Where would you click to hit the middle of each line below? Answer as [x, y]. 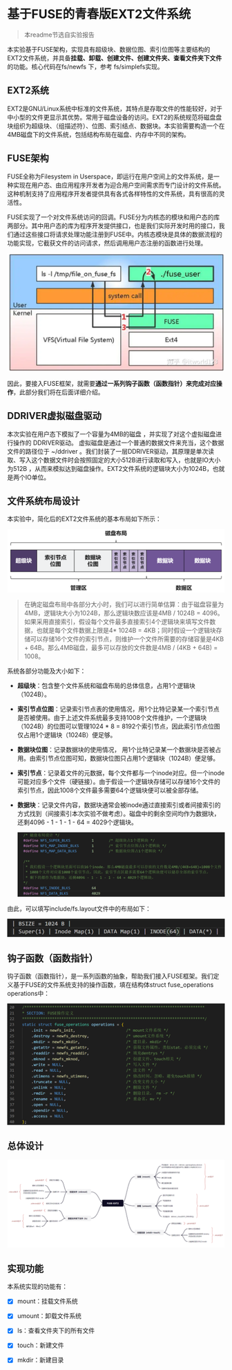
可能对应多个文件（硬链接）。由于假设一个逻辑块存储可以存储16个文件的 [119, 781]
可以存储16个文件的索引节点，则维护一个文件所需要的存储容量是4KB [127, 639]
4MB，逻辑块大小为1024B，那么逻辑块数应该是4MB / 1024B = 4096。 [124, 613]
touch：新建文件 [40, 1345]
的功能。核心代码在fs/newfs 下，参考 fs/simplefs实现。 [85, 66]
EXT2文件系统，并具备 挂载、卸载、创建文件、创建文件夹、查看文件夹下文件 [115, 58]
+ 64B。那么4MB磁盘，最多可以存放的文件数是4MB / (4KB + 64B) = [121, 648]
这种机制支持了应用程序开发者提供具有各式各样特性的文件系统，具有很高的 [113, 194]
